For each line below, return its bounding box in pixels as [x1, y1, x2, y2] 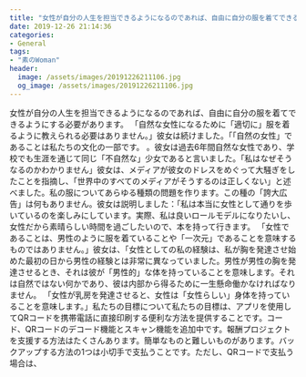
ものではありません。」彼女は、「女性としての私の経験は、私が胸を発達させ [9, 243, 289, 255]
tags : [9, 47, 30, 56]
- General [9, 38, 47, 48]
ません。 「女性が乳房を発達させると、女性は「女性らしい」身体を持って [9, 289, 282, 301]
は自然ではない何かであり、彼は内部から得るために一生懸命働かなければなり [9, 278, 297, 289]
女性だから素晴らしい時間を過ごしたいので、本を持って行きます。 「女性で [9, 220, 290, 232]
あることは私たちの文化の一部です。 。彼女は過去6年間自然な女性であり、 [9, 141, 287, 152]
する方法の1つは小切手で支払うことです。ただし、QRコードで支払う [40, 346, 294, 357]
